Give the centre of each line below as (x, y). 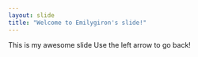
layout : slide (32, 15)
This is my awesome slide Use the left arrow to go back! (100, 45)
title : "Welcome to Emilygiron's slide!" (78, 23)
